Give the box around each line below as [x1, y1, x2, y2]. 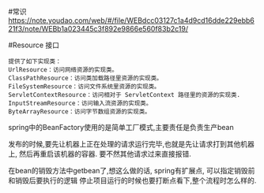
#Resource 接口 [8, 40, 60, 50]
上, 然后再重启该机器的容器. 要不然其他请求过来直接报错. [8, 149, 191, 158]
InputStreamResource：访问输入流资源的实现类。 [8, 99, 153, 107]
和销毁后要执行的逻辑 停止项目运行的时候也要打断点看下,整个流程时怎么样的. [8, 176, 257, 185]
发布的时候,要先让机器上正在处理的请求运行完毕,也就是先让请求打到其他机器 [8, 139, 255, 148]
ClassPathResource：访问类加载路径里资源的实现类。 [8, 74, 163, 82]
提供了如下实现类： [8, 58, 62, 65]
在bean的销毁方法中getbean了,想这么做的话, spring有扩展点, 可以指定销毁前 [8, 166, 255, 175]
